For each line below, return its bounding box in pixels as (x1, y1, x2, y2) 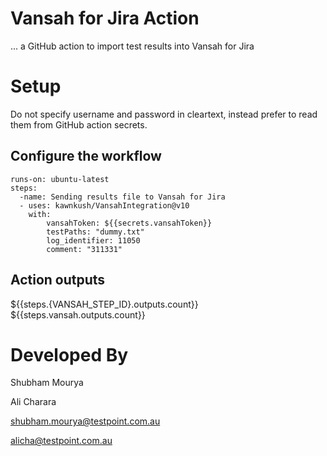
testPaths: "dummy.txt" (46, 227, 145, 237)
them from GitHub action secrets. (10, 118, 148, 131)
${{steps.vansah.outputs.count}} (10, 308, 146, 321)
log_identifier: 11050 (46, 235, 141, 246)
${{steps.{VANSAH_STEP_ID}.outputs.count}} (10, 298, 199, 310)
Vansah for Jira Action (10, 7, 200, 30)
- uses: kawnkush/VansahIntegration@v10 (19, 200, 190, 211)
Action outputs (10, 272, 106, 289)
